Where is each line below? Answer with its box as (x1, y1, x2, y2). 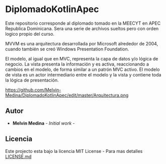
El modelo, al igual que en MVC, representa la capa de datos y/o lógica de (5, 55, 158, 61)
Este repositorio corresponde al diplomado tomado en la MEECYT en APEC (5, 20, 161, 26)
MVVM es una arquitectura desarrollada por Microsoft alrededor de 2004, (5, 40, 158, 46)
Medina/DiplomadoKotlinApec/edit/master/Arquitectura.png (5, 92, 129, 98)
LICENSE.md (5, 153, 32, 159)
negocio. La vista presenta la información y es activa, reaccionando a (5, 61, 149, 67)
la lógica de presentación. (5, 77, 59, 83)
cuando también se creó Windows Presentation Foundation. (5, 46, 129, 52)
